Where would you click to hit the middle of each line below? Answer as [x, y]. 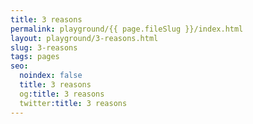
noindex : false [51, 76]
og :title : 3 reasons [62, 94]
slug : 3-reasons [44, 47]
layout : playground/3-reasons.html [84, 38]
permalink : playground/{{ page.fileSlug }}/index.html [127, 29]
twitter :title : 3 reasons [73, 103]
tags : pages [35, 57]
